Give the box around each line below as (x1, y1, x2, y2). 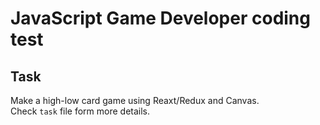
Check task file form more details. (10, 105, 151, 117)
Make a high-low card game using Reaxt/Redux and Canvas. (10, 95, 260, 106)
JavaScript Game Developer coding (10, 7, 311, 30)
